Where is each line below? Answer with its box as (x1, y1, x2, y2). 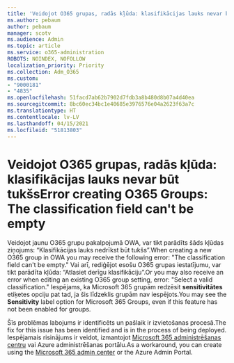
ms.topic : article (7, 42, 61, 49)
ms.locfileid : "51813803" (7, 127, 82, 134)
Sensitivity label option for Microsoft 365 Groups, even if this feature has (7, 298, 218, 306)
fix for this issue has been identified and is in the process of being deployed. (7, 326, 227, 334)
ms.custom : (7, 74, 39, 82)
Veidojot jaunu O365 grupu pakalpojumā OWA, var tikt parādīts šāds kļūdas (7, 239, 224, 247)
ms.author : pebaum (7, 17, 61, 24)
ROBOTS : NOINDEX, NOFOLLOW (7, 56, 86, 63)
